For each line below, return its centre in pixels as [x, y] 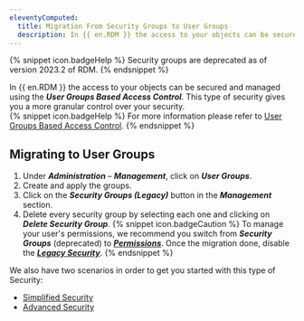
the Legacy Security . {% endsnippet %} [98, 253]
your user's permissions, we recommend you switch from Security [147, 234]
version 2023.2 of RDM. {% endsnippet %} [89, 70]
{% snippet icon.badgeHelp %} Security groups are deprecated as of [138, 61]
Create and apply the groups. [77, 185]
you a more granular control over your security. [97, 107]
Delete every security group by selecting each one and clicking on [146, 214]
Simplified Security [57, 297]
